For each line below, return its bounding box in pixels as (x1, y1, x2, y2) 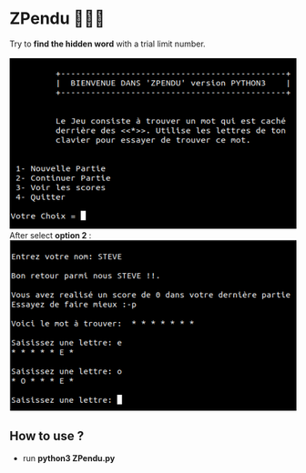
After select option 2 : (9, 229, 92, 240)
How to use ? (9, 428, 85, 444)
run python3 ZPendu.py (22, 452, 116, 463)
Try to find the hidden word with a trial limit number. (9, 38, 207, 49)
